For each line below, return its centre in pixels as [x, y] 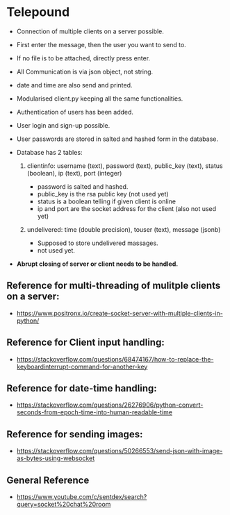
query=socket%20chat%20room [64, 504]
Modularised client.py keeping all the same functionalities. [100, 99]
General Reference [48, 480]
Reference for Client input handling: [85, 343]
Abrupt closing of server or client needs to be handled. [97, 264]
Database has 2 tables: [49, 152]
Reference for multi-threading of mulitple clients [114, 286]
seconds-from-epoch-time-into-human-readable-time [95, 412]
